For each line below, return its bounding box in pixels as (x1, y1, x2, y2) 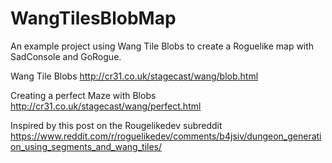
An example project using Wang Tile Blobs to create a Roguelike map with (10, 40, 315, 52)
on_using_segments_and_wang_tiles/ (10, 140, 163, 152)
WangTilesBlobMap (10, 7, 177, 30)
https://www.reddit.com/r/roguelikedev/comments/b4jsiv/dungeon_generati (10, 130, 322, 142)
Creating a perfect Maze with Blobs (10, 89, 157, 101)
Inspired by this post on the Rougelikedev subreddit (10, 119, 223, 131)
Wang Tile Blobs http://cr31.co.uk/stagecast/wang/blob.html (10, 70, 259, 82)
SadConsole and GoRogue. (10, 50, 122, 62)
